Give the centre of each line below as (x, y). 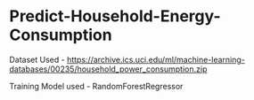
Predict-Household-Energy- (115, 16)
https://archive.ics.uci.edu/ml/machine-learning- (156, 59)
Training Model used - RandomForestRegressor (96, 86)
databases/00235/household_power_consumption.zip (108, 69)
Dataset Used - (37, 59)
